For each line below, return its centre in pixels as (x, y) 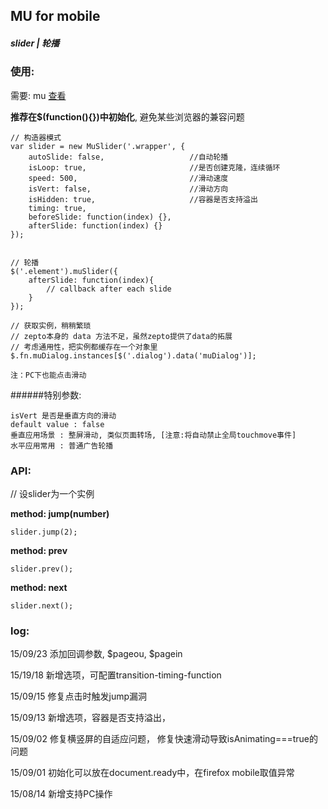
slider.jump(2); (44, 532)
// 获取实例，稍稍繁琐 (51, 325)
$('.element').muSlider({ (64, 271)
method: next (39, 588)
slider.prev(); (42, 569)
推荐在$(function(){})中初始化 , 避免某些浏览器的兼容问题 (127, 116)
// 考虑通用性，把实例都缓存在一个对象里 (84, 347)
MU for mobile (55, 16)
